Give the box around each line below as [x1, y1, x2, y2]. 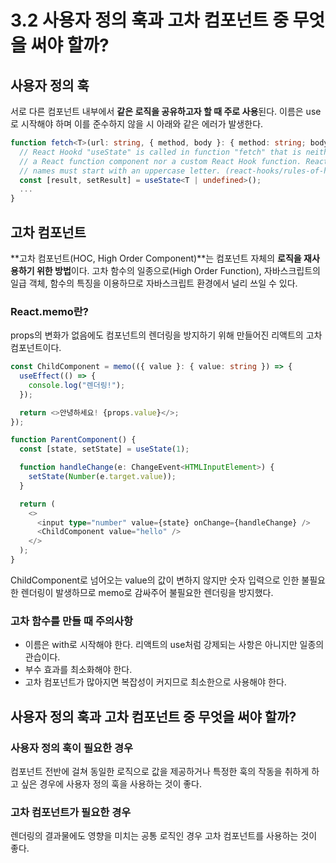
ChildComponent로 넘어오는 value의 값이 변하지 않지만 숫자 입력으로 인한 [10, 574, 300, 586]
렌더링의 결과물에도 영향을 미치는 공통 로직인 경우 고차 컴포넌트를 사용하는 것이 [10, 830, 318, 842]
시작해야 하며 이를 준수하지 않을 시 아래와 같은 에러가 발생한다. [20, 118, 264, 130]
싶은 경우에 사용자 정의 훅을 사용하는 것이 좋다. [20, 777, 203, 790]
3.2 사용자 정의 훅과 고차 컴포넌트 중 [10, 9, 289, 32]
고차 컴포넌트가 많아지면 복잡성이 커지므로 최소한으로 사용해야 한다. [24, 676, 287, 688]
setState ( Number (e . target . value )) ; [28, 472, 177, 482]
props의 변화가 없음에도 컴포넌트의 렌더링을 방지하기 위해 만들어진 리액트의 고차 [10, 329, 323, 341]
